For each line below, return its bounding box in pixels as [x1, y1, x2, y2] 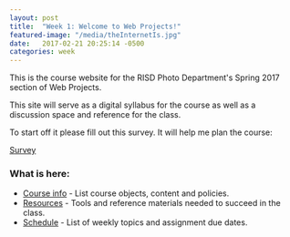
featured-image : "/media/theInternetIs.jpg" [9, 30, 181, 39]
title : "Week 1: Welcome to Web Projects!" [9, 22, 181, 31]
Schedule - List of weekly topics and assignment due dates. [22, 217, 248, 228]
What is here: [9, 168, 70, 180]
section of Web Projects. [9, 82, 102, 93]
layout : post [9, 13, 59, 23]
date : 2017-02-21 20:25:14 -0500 [9, 38, 145, 48]
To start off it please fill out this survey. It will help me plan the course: [9, 127, 274, 138]
